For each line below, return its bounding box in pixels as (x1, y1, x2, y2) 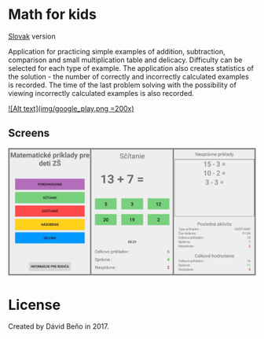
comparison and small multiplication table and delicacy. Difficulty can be (8, 55, 243, 64)
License (8, 296, 61, 314)
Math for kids (8, 6, 97, 24)
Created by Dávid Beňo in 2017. (8, 322, 109, 331)
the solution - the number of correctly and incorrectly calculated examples (8, 72, 249, 81)
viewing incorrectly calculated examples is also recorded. (8, 88, 195, 98)
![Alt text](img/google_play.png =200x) (8, 104, 135, 113)
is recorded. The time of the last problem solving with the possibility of (8, 80, 237, 90)
